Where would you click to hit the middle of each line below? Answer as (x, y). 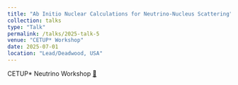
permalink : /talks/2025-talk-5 (53, 34)
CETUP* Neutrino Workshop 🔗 (52, 73)
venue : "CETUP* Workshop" (45, 40)
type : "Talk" (27, 27)
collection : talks (34, 21)
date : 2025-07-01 (33, 47)
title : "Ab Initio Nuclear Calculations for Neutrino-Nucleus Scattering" (120, 14)
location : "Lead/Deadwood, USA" (55, 54)
